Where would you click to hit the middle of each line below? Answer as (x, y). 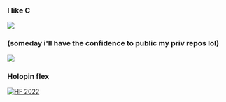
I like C (19, 10)
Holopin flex (28, 76)
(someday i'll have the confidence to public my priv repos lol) (113, 43)
